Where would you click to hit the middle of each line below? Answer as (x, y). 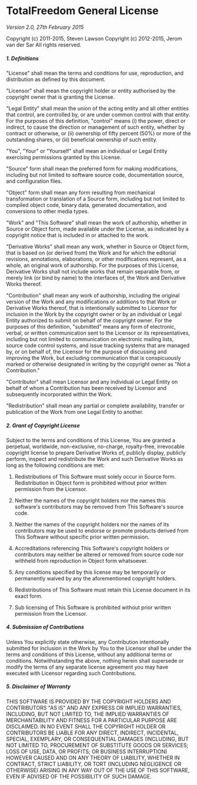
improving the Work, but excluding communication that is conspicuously (94, 358)
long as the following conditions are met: (55, 465)
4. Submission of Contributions (45, 627)
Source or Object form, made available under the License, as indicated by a (98, 229)
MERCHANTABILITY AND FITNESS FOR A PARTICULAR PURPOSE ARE (92, 720)
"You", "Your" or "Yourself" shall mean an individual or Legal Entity (87, 151)
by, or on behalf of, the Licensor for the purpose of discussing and (86, 352)
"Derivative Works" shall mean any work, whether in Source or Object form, (98, 246)
